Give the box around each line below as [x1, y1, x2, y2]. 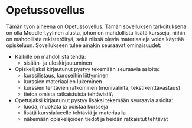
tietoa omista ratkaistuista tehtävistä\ [23, 90, 113, 97]
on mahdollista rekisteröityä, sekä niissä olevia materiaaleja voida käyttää [6, 35, 184, 42]
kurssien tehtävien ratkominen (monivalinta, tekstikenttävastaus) [23, 84, 181, 91]
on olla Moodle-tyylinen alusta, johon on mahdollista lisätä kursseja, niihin [6, 29, 186, 36]
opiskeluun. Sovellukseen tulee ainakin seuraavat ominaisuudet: [6, 42, 161, 49]
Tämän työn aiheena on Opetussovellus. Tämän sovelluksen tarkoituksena [6, 23, 187, 30]
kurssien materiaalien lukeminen [23, 78, 102, 85]
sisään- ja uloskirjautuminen [23, 59, 93, 66]
